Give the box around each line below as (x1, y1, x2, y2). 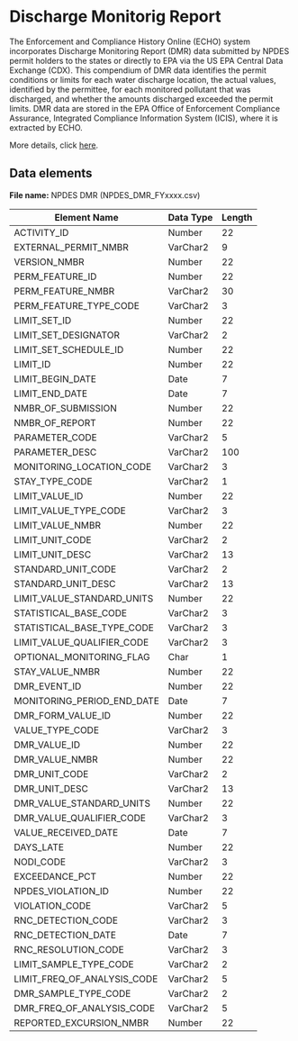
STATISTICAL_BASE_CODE (14, 606, 128, 619)
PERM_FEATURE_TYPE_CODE (14, 299, 140, 312)
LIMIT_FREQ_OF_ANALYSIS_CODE (14, 973, 158, 985)
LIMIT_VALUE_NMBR (14, 519, 102, 531)
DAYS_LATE (14, 840, 65, 853)
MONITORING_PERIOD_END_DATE (14, 694, 160, 707)
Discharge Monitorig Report (9, 6, 221, 27)
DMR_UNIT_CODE (14, 767, 89, 780)
